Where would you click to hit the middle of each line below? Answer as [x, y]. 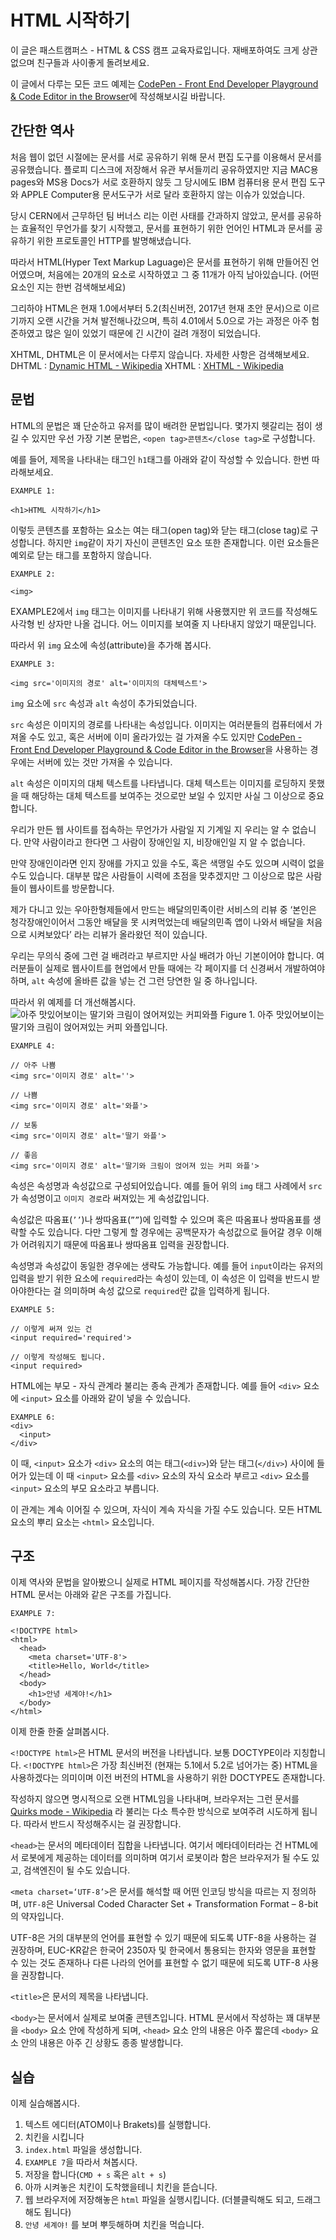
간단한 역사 [42, 131]
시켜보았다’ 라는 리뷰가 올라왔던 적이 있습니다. [118, 934]
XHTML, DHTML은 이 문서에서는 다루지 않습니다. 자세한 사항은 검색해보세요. [160, 354]
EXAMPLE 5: [33, 1309]
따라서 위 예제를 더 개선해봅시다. [73, 1002]
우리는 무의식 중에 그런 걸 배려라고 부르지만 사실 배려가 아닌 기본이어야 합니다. [162, 955]
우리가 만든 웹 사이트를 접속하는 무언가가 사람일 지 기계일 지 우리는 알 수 [150, 829]
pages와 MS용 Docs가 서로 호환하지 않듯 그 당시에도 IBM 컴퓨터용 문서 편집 [159, 182]
